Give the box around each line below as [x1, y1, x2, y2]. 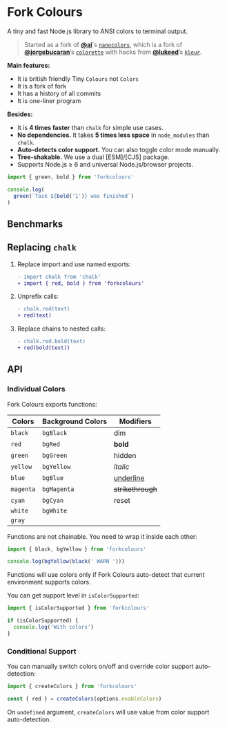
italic [113, 461, 130, 471]
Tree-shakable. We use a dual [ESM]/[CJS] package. [17, 153, 170, 161]
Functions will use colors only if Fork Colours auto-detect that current [7, 571, 205, 579]
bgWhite [42, 506, 68, 515]
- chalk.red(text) [17, 306, 70, 313]
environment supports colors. [7, 578, 91, 587]
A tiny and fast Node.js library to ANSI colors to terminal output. [7, 27, 188, 35]
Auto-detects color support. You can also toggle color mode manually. [17, 145, 221, 154]
